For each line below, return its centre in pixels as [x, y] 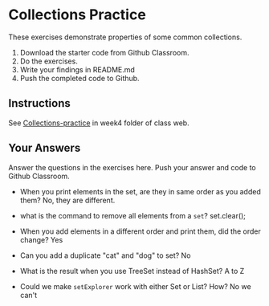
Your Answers [45, 148]
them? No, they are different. [67, 200]
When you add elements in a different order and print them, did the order [140, 231]
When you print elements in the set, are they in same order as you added [140, 191]
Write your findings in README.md [77, 69]
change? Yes [41, 239]
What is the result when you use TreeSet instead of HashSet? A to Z [132, 271]
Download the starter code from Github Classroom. [104, 52]
